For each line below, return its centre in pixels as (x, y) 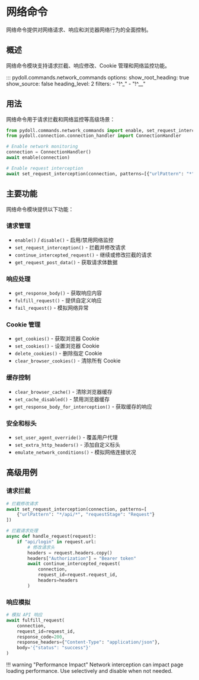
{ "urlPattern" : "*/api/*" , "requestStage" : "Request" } (86, 515)
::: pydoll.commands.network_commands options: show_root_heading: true (98, 77)
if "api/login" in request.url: (57, 542)
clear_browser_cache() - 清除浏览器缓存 (63, 392)
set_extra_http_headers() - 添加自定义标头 (67, 444)
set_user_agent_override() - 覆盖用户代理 (66, 437)
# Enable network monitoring (42, 147)
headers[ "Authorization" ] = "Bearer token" (82, 558)
